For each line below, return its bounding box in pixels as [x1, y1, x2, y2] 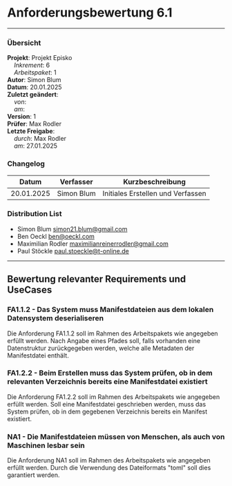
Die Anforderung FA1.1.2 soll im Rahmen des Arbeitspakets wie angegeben [7, 329, 219, 338]
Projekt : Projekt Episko [7, 54, 72, 62]
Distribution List [7, 209, 62, 219]
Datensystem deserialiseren [7, 313, 104, 323]
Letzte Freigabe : [7, 127, 55, 135]
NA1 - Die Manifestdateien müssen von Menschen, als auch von [7, 431, 225, 441]
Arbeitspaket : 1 [13, 68, 57, 77]
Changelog [7, 159, 45, 168]
